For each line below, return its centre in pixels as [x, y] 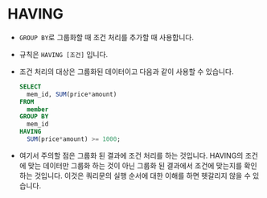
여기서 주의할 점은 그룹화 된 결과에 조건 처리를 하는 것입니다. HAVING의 [131, 155]
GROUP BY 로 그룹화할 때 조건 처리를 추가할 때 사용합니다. [107, 37]
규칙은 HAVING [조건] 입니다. [64, 54]
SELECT [30, 87]
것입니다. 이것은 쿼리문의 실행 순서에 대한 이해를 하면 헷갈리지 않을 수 [142, 175]
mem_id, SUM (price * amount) [72, 94]
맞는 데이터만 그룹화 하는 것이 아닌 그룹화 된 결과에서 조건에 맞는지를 [135, 165]
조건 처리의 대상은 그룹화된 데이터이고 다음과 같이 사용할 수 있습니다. [126, 71]
